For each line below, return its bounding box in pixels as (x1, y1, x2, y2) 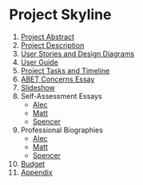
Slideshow (20, 82, 55, 92)
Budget (20, 159, 46, 168)
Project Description (20, 40, 85, 49)
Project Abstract (20, 32, 75, 41)
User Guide (20, 57, 58, 67)
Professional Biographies (20, 125, 103, 135)
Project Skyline (9, 6, 112, 24)
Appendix (20, 167, 53, 177)
